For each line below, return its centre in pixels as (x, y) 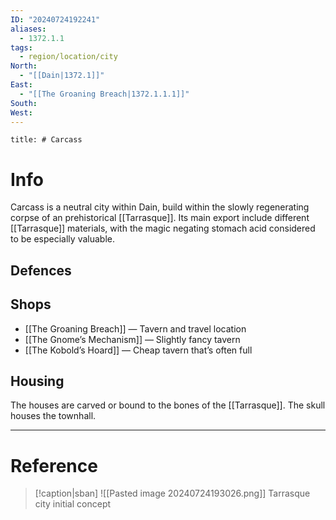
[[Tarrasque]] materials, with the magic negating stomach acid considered (163, 228)
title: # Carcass (46, 140)
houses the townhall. (53, 416)
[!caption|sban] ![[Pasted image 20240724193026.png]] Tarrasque (172, 493)
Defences (41, 270)
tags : (21, 47)
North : (24, 66)
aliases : (28, 29)
